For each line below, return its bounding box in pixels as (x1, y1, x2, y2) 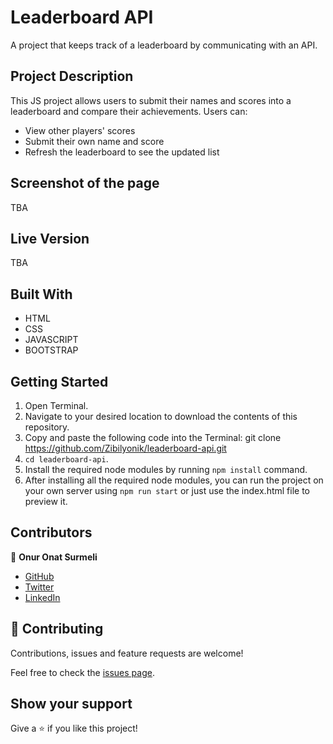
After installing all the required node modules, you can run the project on (24, 474, 324, 486)
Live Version (10, 230, 90, 247)
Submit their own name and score (24, 135, 165, 147)
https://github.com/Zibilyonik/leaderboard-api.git (24, 442, 227, 454)
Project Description (10, 68, 134, 85)
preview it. (24, 496, 68, 507)
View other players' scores (24, 124, 136, 136)
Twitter (24, 581, 55, 593)
